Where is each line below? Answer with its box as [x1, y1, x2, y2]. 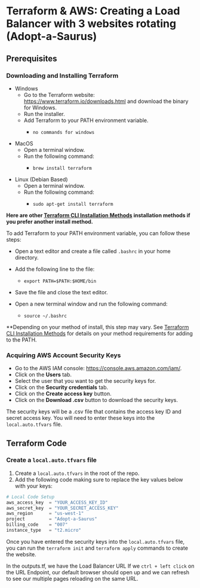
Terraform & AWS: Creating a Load [6, 4, 180, 18]
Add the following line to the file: [14, 265, 95, 273]
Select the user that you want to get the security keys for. [14, 377, 156, 385]
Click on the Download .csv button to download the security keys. [14, 397, 178, 404]
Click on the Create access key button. [14, 390, 112, 397]
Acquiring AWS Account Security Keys [6, 351, 121, 359]
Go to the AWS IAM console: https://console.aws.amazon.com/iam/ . [14, 365, 182, 372]
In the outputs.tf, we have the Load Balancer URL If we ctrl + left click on [6, 562, 195, 569]
